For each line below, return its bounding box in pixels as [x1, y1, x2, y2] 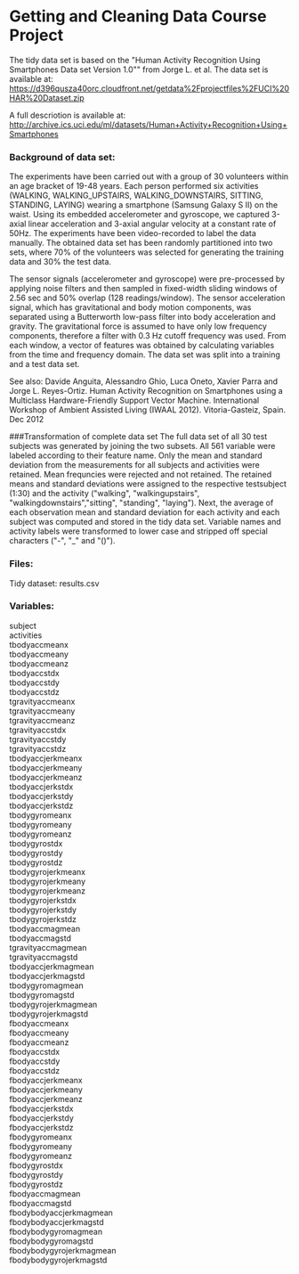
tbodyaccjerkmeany [9, 762, 83, 772]
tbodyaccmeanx [9, 639, 69, 649]
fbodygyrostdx [9, 1160, 64, 1171]
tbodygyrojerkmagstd [9, 1009, 89, 1019]
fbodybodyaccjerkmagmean [9, 1207, 114, 1218]
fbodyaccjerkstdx [9, 1103, 74, 1114]
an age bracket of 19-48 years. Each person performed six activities [9, 181, 259, 192]
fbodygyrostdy [9, 1169, 64, 1180]
